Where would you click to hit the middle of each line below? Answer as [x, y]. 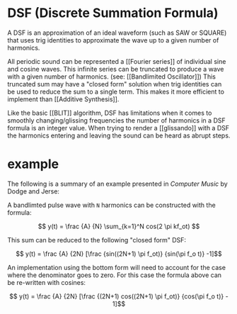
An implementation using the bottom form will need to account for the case [117, 267]
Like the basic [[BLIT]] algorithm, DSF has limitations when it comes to [110, 113]
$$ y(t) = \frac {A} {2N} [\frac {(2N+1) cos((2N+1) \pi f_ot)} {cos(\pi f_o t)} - [119, 296]
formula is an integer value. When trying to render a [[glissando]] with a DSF [118, 128]
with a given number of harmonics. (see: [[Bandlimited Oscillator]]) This [111, 77]
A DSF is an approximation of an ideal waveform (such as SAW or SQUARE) [117, 33]
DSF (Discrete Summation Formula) [113, 13]
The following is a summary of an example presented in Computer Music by [117, 184]
